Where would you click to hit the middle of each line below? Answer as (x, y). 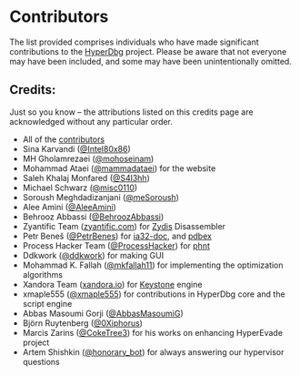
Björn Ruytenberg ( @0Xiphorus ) (83, 323)
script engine (47, 303)
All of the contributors (64, 139)
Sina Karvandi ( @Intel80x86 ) (77, 148)
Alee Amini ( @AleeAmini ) (69, 207)
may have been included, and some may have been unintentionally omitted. (151, 61)
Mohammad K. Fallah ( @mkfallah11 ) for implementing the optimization (153, 265)
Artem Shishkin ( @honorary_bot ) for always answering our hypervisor (153, 351)
